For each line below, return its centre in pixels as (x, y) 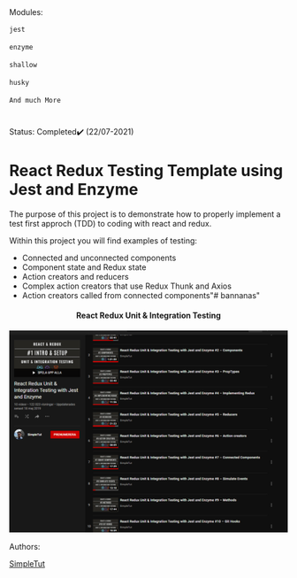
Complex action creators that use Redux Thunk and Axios (127, 286)
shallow (23, 66)
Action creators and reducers (76, 276)
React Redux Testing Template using (146, 170)
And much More (35, 101)
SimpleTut (27, 563)
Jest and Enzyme (74, 189)
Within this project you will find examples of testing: (103, 240)
